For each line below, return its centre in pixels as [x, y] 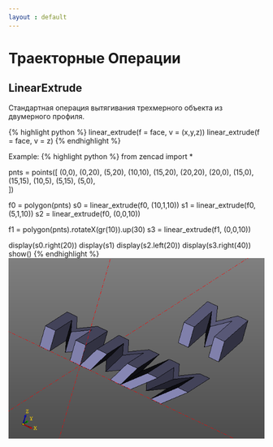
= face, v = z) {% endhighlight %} [65, 140]
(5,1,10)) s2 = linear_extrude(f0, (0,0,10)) [74, 213]
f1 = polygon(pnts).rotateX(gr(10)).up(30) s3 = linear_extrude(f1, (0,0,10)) [130, 229]
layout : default [38, 17]
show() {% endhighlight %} [54, 254]
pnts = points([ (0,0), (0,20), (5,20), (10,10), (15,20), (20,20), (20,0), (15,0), [131, 172]
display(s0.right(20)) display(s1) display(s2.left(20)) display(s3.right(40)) [130, 245]
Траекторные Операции [95, 58]
